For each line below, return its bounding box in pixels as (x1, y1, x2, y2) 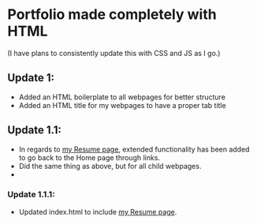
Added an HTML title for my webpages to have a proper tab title (18, 100, 226, 110)
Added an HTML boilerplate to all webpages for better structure (18, 92, 226, 102)
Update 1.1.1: (7, 189, 56, 200)
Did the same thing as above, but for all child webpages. (18, 161, 202, 170)
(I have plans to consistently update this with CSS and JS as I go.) (7, 48, 221, 58)
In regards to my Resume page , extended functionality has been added (18, 144, 250, 154)
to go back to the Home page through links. (18, 152, 161, 162)
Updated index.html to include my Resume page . (18, 207, 177, 216)
